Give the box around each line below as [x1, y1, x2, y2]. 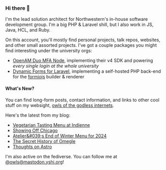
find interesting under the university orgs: [5, 48, 93, 54]
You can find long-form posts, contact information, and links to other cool [5, 97, 159, 103]
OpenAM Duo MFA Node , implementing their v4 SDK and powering [12, 58, 153, 64]
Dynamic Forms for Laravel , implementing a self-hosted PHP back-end [12, 68, 161, 74]
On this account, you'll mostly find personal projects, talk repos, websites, [5, 37, 160, 43]
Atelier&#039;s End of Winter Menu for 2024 [12, 132, 107, 139]
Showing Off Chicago [12, 127, 58, 133]
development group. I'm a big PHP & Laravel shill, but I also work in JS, [5, 21, 154, 27]
